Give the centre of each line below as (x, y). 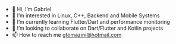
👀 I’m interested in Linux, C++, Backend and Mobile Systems (86, 15)
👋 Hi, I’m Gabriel (32, 9)
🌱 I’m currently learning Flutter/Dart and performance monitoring (91, 22)
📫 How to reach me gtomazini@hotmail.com (67, 35)
